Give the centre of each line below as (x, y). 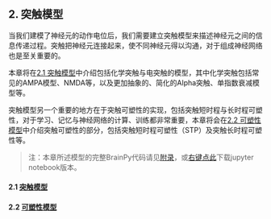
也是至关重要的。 (37, 56)
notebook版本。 (55, 167)
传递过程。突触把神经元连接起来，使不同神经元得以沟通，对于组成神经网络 (139, 45)
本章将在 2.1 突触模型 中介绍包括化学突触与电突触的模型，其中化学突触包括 (130, 72)
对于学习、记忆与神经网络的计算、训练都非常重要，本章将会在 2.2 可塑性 (142, 120)
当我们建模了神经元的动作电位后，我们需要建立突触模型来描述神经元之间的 (132, 35)
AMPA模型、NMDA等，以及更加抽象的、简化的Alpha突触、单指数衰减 (138, 82)
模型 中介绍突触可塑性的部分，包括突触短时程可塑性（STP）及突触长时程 (128, 130)
